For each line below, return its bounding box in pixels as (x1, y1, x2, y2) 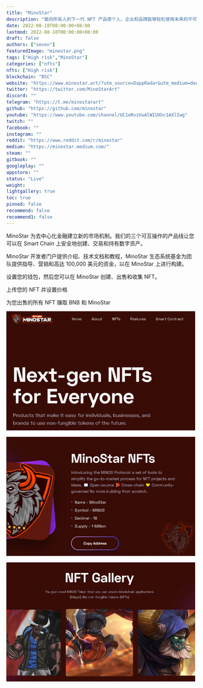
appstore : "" (6, 169, 39, 175)
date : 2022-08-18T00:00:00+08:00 (6, 22, 91, 28)
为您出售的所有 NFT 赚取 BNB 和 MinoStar (6, 298, 111, 306)
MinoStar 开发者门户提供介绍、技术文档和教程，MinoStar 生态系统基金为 (6, 252, 187, 260)
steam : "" (6, 150, 31, 157)
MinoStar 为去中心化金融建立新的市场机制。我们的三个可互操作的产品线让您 (6, 232, 195, 239)
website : (6, 80, 28, 86)
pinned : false (6, 201, 42, 208)
